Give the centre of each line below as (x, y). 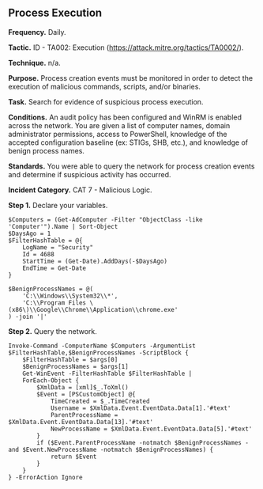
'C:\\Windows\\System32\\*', (70, 296)
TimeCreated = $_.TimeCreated (100, 401)
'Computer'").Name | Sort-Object (63, 226)
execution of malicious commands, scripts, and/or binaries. (105, 86)
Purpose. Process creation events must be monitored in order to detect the (131, 78)
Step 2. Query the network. (53, 331)
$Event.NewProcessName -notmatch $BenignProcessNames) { (118, 449)
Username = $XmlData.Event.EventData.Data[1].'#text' (141, 408)
